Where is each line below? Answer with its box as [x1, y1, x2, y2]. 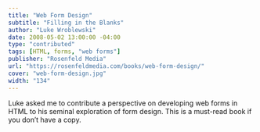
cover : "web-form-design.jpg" [8, 70, 107, 77]
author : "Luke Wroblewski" [8, 26, 96, 34]
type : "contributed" [8, 41, 76, 48]
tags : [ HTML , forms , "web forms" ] [8, 48, 121, 55]
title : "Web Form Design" [8, 11, 92, 20]
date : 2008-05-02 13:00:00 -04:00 [8, 33, 121, 41]
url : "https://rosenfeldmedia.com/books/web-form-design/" [8, 62, 205, 70]
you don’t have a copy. [8, 115, 81, 124]
